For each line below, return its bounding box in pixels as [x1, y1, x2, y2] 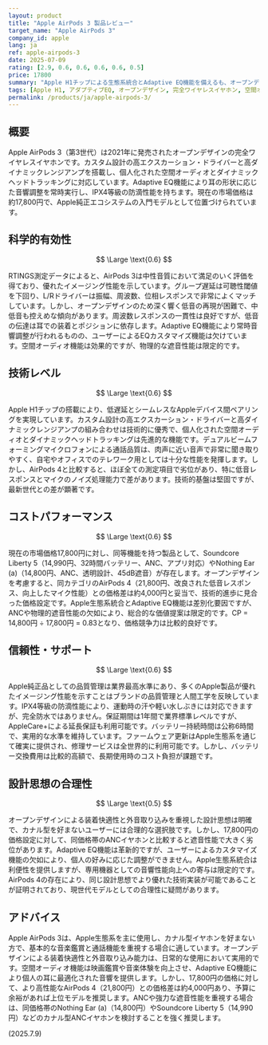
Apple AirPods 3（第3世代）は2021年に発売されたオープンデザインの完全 [8, 148, 250, 157]
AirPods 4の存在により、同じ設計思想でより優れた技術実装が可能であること [8, 875, 257, 885]
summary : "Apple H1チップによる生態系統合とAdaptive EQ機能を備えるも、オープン [8, 78, 254, 86]
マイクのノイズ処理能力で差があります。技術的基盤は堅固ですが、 [42, 474, 259, 483]
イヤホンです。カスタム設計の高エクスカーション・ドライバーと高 [35, 157, 251, 168]
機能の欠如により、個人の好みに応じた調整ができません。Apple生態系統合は [8, 855, 258, 865]
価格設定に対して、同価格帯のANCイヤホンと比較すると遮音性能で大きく [8, 835, 246, 845]
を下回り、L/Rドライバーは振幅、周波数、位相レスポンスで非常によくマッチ [8, 290, 257, 300]
